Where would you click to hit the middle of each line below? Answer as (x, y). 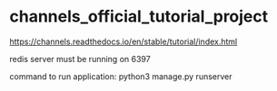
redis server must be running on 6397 (80, 59)
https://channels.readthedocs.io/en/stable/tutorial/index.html (124, 41)
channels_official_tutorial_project (139, 17)
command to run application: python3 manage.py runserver (121, 76)
